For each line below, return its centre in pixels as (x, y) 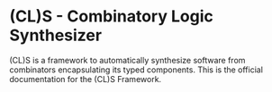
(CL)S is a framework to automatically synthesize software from (127, 60)
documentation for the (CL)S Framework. (86, 79)
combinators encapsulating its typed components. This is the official (136, 70)
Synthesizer (55, 35)
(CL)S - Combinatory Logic (111, 17)
